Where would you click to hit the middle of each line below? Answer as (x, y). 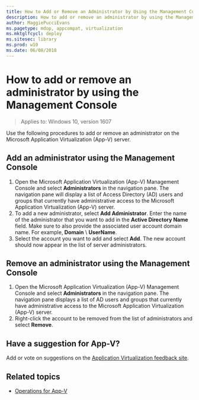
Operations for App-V (41, 390)
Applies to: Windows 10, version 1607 (66, 121)
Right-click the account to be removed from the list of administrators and (103, 319)
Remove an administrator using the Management (98, 263)
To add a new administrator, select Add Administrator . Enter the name (101, 213)
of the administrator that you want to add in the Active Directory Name (101, 219)
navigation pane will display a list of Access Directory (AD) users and (99, 194)
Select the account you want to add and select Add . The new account (100, 238)
